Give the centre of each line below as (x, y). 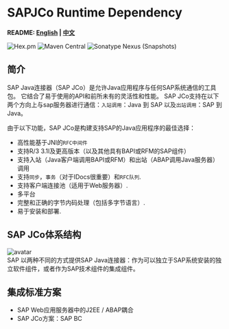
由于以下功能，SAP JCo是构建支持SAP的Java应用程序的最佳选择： (101, 128)
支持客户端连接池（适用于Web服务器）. (72, 185)
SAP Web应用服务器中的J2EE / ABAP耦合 (75, 310)
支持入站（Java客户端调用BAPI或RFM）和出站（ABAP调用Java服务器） (118, 159)
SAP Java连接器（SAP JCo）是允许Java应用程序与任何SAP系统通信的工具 (112, 87)
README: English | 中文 (41, 32)
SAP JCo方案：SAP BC (49, 319)
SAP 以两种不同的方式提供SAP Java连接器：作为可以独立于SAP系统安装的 (111, 260)
